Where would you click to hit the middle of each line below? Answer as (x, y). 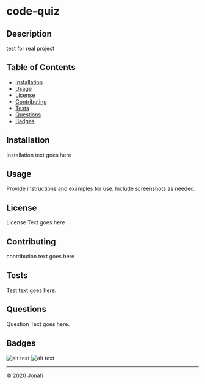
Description (29, 34)
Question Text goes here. (38, 324)
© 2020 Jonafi (25, 375)
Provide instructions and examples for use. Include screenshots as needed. (101, 189)
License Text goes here (36, 222)
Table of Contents (41, 67)
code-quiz (33, 11)
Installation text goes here (39, 155)
